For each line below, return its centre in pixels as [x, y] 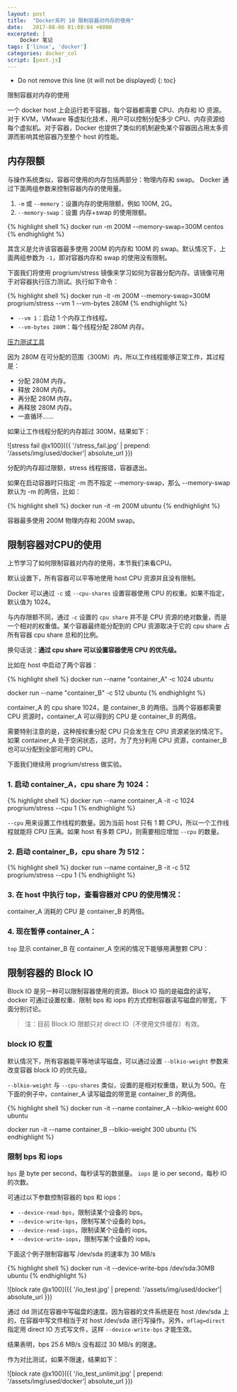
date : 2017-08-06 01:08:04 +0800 [60, 27]
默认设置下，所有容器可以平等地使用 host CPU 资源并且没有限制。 [104, 578]
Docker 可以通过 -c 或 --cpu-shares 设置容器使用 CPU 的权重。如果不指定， [118, 594]
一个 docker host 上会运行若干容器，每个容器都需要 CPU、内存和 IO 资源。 [116, 110]
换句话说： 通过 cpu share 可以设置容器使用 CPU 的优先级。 [94, 650]
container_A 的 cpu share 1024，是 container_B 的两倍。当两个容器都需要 [114, 708]
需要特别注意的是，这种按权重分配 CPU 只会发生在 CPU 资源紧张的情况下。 [117, 732]
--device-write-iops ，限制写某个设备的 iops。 [86, 1239]
